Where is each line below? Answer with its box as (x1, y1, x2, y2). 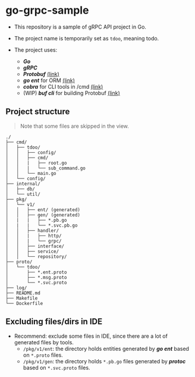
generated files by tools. (14, 338, 74, 345)
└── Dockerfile (5, 300, 43, 306)
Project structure (5, 106, 70, 117)
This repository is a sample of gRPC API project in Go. (14, 23, 147, 30)
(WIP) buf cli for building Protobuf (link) (23, 89, 120, 96)
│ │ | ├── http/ (5, 233, 62, 238)
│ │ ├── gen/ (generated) (5, 212, 81, 218)
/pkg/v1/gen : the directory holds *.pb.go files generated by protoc (23, 357, 186, 365)
